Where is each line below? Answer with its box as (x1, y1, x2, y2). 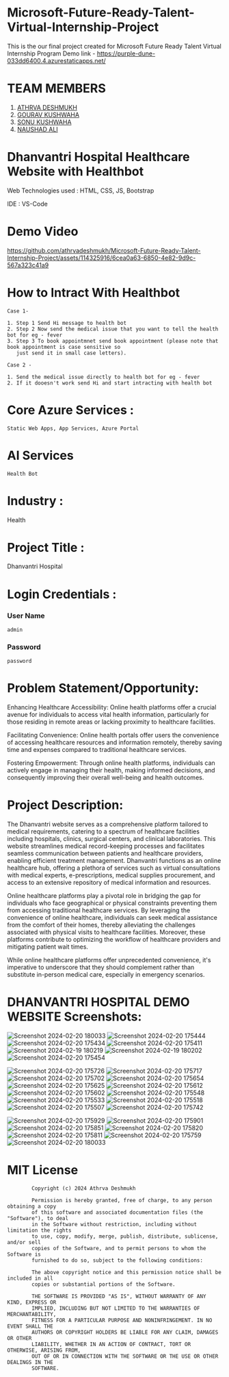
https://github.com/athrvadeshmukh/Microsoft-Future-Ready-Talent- (7, 246, 201, 254)
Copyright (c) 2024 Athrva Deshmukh (31, 1184, 136, 1192)
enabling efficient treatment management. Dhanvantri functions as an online (7, 857, 221, 865)
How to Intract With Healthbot (7, 284, 180, 300)
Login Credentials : (7, 586, 117, 602)
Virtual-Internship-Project (7, 19, 159, 35)
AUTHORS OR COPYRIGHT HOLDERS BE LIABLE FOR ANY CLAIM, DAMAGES (31, 1328, 219, 1336)
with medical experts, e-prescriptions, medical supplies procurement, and (7, 871, 215, 879)
